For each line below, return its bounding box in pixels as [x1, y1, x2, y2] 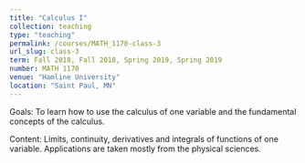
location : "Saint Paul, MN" [9, 81, 117, 90]
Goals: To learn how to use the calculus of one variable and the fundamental [9, 106, 297, 117]
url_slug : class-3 [9, 47, 79, 56]
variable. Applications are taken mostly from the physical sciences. [9, 143, 262, 154]
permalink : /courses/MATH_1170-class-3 [9, 38, 162, 48]
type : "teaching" [9, 30, 76, 39]
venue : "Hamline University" [9, 73, 121, 82]
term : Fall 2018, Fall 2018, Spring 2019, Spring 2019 [9, 56, 223, 65]
